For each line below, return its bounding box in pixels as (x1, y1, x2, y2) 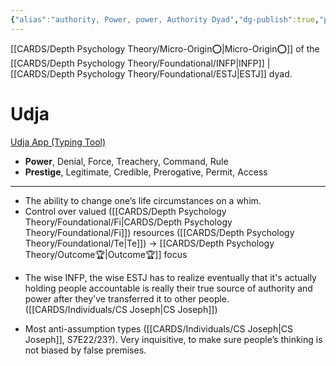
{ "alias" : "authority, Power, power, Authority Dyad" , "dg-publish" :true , (10, 14, 320, 25)
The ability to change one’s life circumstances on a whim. (24, 194, 262, 206)
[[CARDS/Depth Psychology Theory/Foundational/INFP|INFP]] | (10, 57, 271, 69)
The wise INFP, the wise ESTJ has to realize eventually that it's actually (24, 271, 317, 283)
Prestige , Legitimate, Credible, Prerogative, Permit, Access (24, 166, 268, 178)
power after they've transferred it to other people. (24, 292, 230, 305)
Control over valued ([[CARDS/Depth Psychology (24, 205, 227, 217)
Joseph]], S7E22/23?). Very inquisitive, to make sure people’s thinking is (24, 333, 323, 345)
